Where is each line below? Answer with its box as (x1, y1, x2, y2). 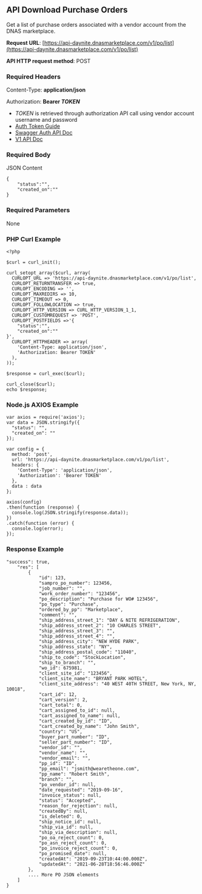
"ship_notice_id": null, (38, 818, 102, 825)
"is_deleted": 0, (38, 813, 83, 819)
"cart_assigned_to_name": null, (38, 712, 121, 719)
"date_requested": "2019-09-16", (38, 787, 123, 793)
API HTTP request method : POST (6, 57, 91, 64)
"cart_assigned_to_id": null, (38, 707, 115, 713)
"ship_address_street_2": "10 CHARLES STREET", (38, 622, 162, 629)
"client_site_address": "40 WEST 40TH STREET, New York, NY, (38, 681, 197, 687)
